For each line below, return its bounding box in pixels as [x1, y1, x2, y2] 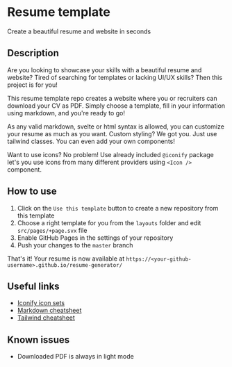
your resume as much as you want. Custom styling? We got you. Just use [7, 129, 217, 138]
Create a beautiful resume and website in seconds [7, 27, 151, 35]
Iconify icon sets [17, 299, 65, 307]
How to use [7, 186, 57, 197]
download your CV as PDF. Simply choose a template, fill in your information [7, 101, 226, 110]
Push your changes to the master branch [17, 240, 133, 249]
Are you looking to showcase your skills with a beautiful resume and [7, 65, 202, 74]
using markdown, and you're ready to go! [7, 108, 125, 117]
